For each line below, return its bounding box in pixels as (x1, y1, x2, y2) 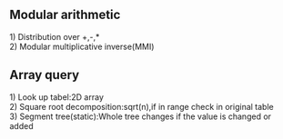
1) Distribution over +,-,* (9, 31, 100, 42)
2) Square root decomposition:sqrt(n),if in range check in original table (9, 101, 275, 112)
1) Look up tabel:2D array (9, 91, 105, 103)
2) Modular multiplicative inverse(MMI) (9, 41, 155, 52)
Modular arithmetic (9, 7, 121, 23)
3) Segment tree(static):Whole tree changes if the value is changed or (9, 111, 271, 122)
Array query (9, 67, 80, 83)
